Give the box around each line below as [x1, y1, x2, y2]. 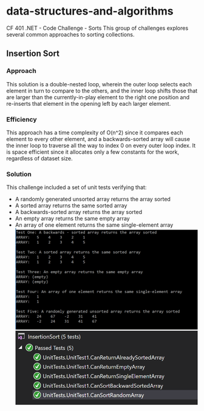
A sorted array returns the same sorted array [15, 202, 127, 209]
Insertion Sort [6, 49, 59, 59]
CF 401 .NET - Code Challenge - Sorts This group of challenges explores [6, 24, 189, 32]
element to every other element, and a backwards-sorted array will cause [6, 135, 190, 142]
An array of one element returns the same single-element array [15, 221, 174, 229]
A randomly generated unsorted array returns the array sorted [15, 196, 171, 203]
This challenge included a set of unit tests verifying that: [6, 184, 147, 191]
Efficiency [6, 115, 38, 123]
